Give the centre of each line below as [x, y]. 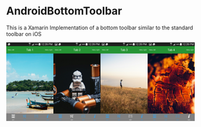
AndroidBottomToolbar [64, 11]
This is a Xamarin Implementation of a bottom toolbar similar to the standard [100, 28]
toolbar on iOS [24, 34]
